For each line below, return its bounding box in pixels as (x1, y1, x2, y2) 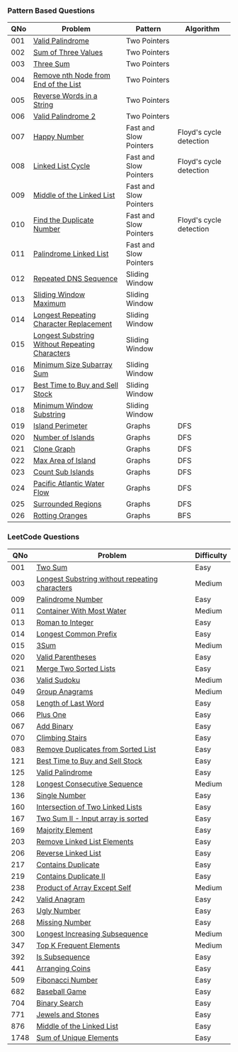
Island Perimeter (33, 421, 88, 431)
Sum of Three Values (33, 48, 103, 57)
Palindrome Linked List (33, 249, 109, 259)
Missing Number (36, 917, 91, 927)
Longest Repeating (33, 310, 96, 320)
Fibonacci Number (36, 975, 98, 985)
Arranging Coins (36, 963, 91, 973)
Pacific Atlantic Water (33, 478, 105, 488)
